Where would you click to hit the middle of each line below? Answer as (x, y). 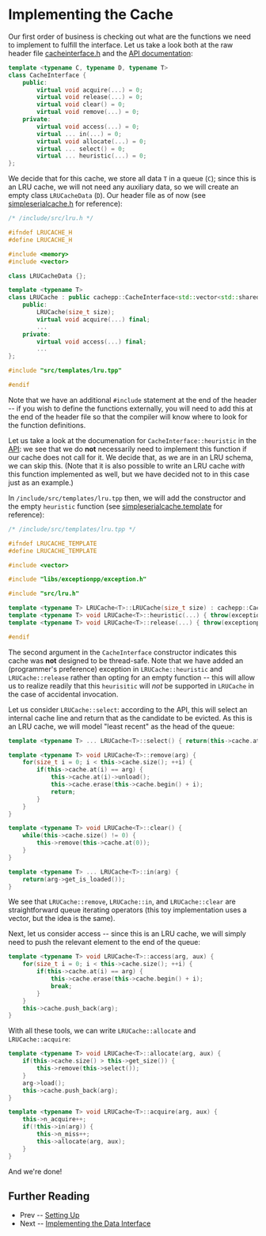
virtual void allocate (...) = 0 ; (92, 141)
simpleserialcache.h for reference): (65, 204)
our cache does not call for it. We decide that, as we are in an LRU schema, (131, 457)
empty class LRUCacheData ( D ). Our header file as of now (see (107, 195)
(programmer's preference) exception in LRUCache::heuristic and (116, 669)
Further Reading (49, 1196)
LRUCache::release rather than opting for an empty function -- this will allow (132, 677)
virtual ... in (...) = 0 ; (80, 134)
